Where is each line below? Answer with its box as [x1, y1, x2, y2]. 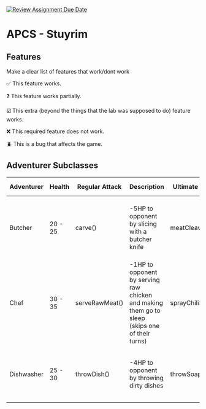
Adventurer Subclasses [6, 160, 99, 171]
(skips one [129, 321, 160, 330]
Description [129, 182, 164, 191]
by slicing [129, 220, 158, 228]
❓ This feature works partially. [6, 93, 82, 99]
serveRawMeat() [75, 298, 124, 307]
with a [129, 227, 147, 235]
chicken [129, 291, 152, 299]
